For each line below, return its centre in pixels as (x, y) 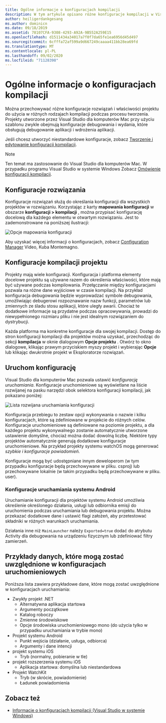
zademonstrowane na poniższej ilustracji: (47, 222)
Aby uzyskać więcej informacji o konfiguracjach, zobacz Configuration (77, 242)
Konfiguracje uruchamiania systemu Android (60, 489)
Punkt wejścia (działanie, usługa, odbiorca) (63, 641)
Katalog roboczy (36, 614)
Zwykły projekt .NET (33, 599)
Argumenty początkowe (44, 609)
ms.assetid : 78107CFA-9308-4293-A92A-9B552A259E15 (58, 33)
